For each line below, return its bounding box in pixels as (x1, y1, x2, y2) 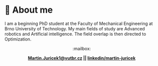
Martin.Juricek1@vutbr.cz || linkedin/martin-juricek (28, 55, 135, 61)
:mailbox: (72, 45, 91, 51)
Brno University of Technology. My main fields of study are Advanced (4, 25, 145, 31)
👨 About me (4, 4, 53, 16)
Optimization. (4, 36, 32, 42)
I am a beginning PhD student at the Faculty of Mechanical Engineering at (4, 21, 153, 26)
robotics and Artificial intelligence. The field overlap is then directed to (4, 31, 146, 37)
